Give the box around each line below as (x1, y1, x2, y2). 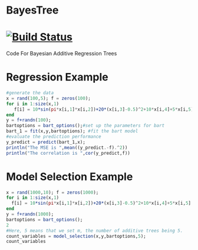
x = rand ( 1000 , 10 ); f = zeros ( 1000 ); (6, 189, 99, 195)
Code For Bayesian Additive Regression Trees (6, 50, 117, 57)
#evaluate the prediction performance (6, 134, 101, 140)
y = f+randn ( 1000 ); (6, 211, 54, 217)
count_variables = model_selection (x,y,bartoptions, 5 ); (6, 233, 146, 239)
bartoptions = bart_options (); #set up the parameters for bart (6, 123, 165, 129)
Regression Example (6, 71, 108, 84)
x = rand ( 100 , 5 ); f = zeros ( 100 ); (6, 95, 91, 101)
